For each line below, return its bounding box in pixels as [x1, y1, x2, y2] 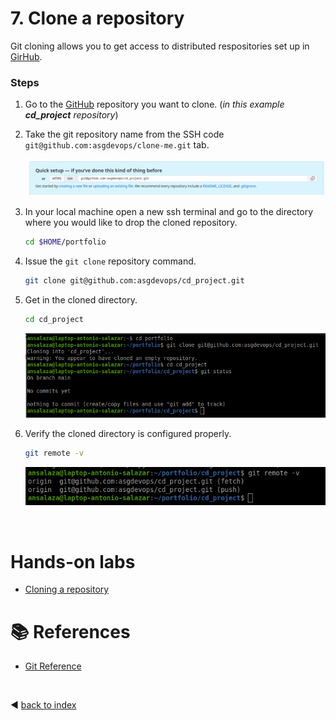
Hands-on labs [10, 550, 136, 573]
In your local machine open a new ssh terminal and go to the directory [24, 206, 314, 218]
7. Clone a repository [10, 7, 185, 30]
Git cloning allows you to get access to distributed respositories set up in [10, 40, 310, 52]
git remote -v [24, 448, 84, 459]
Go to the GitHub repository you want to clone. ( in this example [24, 98, 285, 111]
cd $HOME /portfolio [24, 237, 107, 247]
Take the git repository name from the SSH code [24, 128, 225, 141]
